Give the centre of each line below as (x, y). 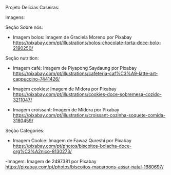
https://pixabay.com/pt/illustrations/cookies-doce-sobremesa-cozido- (87, 94)
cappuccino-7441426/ (36, 79)
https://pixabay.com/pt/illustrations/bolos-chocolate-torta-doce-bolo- (87, 43)
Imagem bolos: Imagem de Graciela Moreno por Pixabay (72, 37)
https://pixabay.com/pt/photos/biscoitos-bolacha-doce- (72, 146)
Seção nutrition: (22, 58)
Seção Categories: (25, 131)
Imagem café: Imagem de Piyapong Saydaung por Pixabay (75, 68)
